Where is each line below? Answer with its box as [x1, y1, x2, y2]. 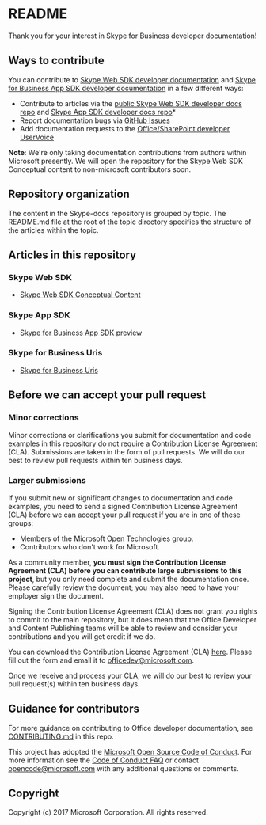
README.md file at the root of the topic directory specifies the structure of [8, 217, 252, 226]
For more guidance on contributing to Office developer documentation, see [8, 723, 253, 732]
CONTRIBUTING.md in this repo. [8, 732, 114, 741]
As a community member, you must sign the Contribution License [8, 557, 226, 567]
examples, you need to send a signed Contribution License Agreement [8, 501, 238, 511]
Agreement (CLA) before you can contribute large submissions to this [8, 565, 242, 575]
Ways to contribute [8, 54, 104, 67]
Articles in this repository [8, 248, 137, 261]
